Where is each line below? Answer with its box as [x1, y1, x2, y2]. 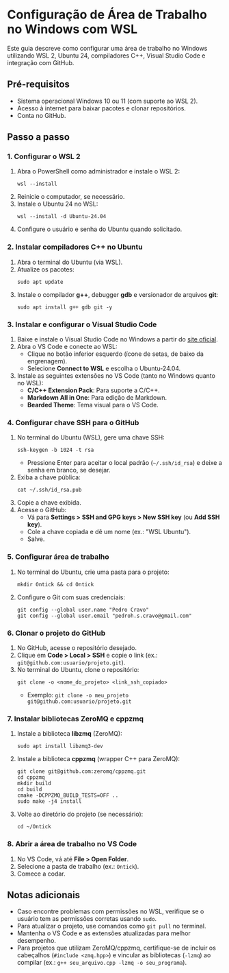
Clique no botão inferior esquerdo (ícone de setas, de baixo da [27, 350, 204, 358]
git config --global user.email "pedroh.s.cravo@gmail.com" [16, 612, 192, 619]
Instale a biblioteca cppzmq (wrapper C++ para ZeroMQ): [16, 755, 180, 763]
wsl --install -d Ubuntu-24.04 [16, 213, 107, 220]
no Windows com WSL [7, 21, 138, 37]
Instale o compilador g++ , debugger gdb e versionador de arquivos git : [16, 290, 219, 298]
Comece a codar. [16, 869, 66, 878]
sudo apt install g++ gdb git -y [16, 304, 113, 311]
